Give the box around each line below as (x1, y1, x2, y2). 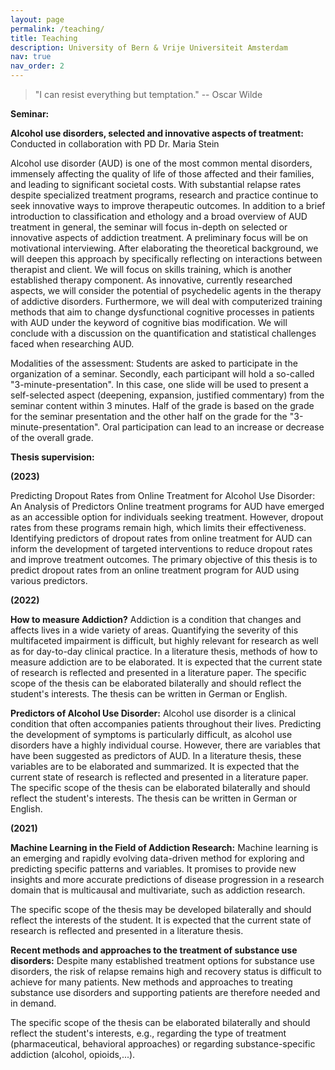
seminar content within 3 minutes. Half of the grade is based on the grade (10, 400, 315, 411)
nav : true (10, 52, 52, 62)
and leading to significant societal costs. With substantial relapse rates (10, 179, 302, 190)
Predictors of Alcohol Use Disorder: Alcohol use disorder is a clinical (10, 707, 297, 719)
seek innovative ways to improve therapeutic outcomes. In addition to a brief (10, 200, 326, 211)
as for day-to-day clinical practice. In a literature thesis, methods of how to (10, 646, 318, 657)
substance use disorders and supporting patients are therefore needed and (10, 987, 321, 998)
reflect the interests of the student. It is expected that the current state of (10, 914, 312, 926)
